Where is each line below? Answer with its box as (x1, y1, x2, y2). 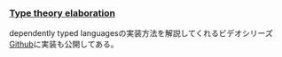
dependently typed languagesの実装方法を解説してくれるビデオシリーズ (9, 28, 273, 39)
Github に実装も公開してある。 (9, 39, 119, 50)
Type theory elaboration (9, 7, 115, 19)
